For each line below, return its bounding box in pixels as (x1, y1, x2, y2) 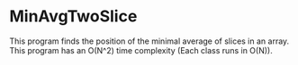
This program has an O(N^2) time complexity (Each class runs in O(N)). (9, 45, 273, 55)
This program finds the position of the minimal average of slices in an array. (9, 36, 290, 46)
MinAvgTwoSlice (9, 6, 138, 27)
